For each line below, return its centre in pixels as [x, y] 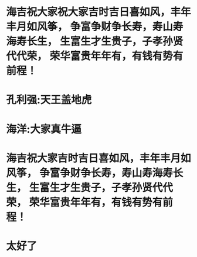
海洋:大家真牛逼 [44, 129]
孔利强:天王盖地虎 [49, 100]
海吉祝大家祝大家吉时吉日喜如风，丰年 [99, 12]
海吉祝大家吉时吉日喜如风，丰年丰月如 [99, 158]
